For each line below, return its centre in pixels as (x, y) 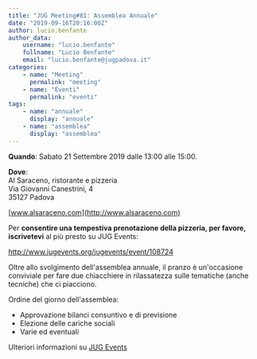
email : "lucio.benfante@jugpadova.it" (87, 60)
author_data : (30, 38)
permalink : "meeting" (65, 82)
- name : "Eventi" (51, 89)
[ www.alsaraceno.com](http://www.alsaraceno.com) (94, 212)
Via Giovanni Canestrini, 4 (51, 188)
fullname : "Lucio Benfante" (69, 52)
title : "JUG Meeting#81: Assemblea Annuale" (83, 15)
